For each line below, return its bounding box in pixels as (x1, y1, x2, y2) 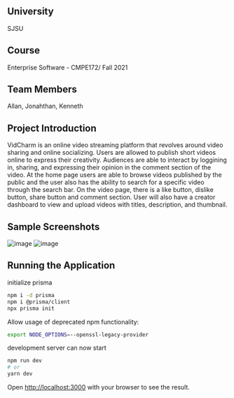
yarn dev (7, 371, 33, 378)
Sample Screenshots (7, 221, 100, 233)
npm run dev (7, 357, 42, 364)
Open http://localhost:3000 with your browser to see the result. (7, 383, 191, 391)
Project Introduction (7, 122, 97, 134)
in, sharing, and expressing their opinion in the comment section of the (7, 163, 212, 172)
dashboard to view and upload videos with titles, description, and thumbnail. (7, 200, 228, 209)
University (7, 6, 54, 18)
